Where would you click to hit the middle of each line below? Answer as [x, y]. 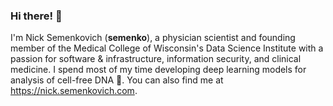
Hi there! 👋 [36, 16]
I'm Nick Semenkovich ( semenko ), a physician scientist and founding [153, 38]
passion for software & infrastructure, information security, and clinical [156, 59]
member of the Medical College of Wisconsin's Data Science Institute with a [167, 48]
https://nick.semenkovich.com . [74, 91]
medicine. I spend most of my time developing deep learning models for [158, 70]
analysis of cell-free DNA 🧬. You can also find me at [117, 80]
